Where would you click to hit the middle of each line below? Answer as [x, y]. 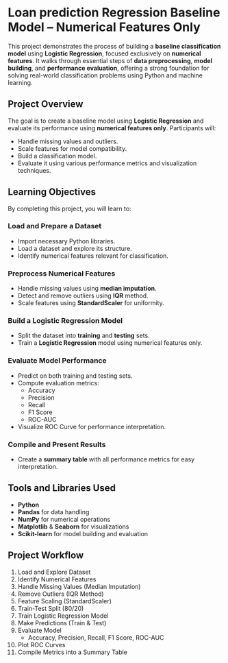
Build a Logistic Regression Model [65, 321]
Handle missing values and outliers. [68, 141]
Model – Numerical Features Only [104, 27]
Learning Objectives [52, 192]
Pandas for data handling [53, 511]
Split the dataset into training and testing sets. [84, 336]
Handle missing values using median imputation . [87, 289]
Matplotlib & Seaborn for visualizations [73, 527]
